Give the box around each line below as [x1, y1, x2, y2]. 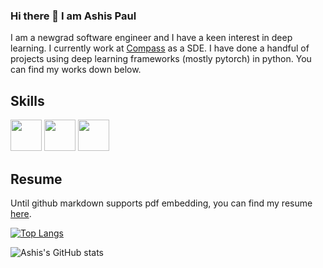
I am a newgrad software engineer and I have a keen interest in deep [10, 32, 293, 44]
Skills [10, 92, 45, 109]
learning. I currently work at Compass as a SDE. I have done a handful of [10, 42, 310, 54]
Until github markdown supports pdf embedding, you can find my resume [10, 197, 313, 209]
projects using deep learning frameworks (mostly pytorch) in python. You [10, 53, 312, 65]
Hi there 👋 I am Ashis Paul [10, 9, 137, 23]
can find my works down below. [10, 64, 142, 76]
